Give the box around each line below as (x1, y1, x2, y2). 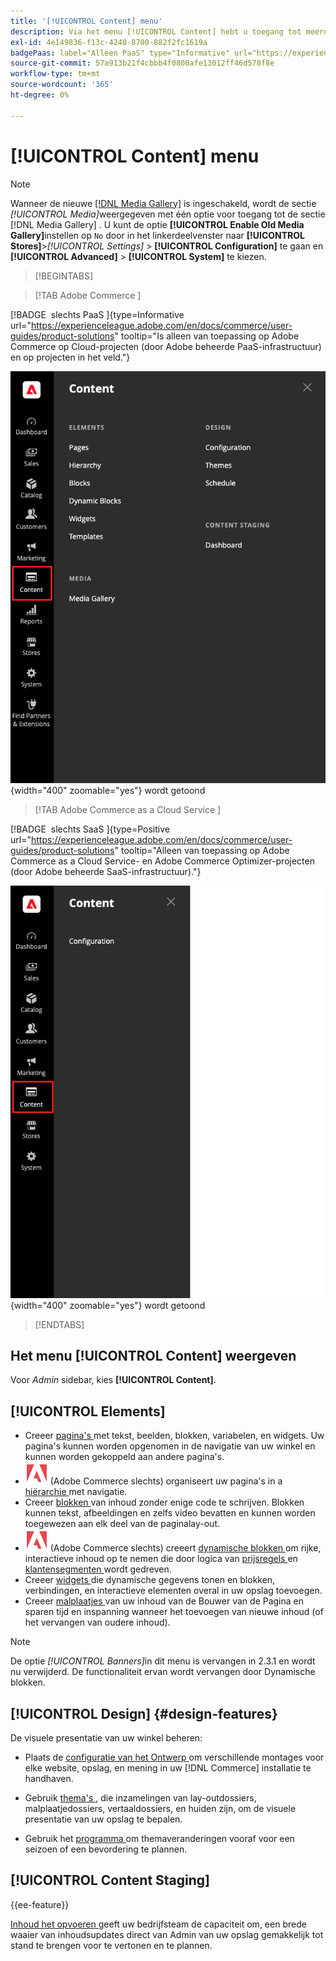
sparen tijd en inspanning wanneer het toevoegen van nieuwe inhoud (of (24, 1606, 324, 1618)
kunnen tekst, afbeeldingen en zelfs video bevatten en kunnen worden (24, 1507, 316, 1519)
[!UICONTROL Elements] (10, 1403, 166, 1420)
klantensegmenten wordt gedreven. (24, 1563, 172, 1575)
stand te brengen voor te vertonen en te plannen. (10, 1939, 213, 1951)
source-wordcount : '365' (10, 80, 114, 90)
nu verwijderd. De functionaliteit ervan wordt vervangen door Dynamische (10, 1666, 316, 1678)
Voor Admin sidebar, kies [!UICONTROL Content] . (10, 1374, 217, 1386)
